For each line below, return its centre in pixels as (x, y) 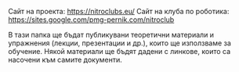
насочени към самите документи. (65, 59)
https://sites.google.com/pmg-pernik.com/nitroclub (91, 20)
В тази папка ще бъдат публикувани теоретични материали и (111, 35)
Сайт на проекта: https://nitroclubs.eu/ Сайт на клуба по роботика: (119, 11)
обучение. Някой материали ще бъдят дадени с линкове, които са (119, 51)
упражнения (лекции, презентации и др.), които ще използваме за (119, 43)
